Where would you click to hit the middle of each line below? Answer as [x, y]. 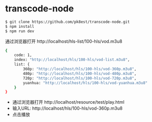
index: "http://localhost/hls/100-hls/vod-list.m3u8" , [72, 60]
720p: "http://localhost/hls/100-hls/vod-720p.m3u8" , [80, 78]
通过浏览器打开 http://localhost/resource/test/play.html [68, 102]
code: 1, [23, 55]
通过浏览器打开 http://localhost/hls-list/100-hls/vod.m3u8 [64, 41]
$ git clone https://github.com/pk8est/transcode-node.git [68, 22]
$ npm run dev [20, 31]
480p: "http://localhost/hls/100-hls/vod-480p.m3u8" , [80, 73]
